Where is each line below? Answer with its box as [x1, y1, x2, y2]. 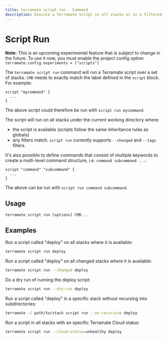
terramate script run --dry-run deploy [5, 286, 88, 291]
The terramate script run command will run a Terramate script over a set [5, 69, 157, 75]
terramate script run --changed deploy [5, 267, 88, 272]
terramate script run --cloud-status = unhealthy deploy [5, 329, 122, 334]
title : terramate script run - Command [5, 7, 88, 12]
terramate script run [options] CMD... [5, 212, 88, 217]
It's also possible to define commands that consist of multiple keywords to [5, 152, 158, 158]
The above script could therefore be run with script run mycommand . [5, 107, 145, 113]
